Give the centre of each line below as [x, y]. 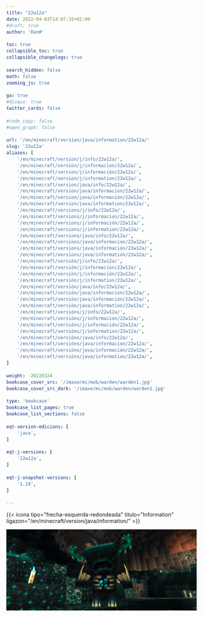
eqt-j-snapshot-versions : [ [42, 478]
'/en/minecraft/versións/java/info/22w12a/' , [76, 337]
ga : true [17, 96]
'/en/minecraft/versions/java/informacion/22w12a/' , [85, 242]
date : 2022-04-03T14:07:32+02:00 [48, 19]
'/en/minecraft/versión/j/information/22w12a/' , [79, 280]
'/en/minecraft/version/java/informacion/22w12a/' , [83, 191]
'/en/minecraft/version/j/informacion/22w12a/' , [79, 165]
